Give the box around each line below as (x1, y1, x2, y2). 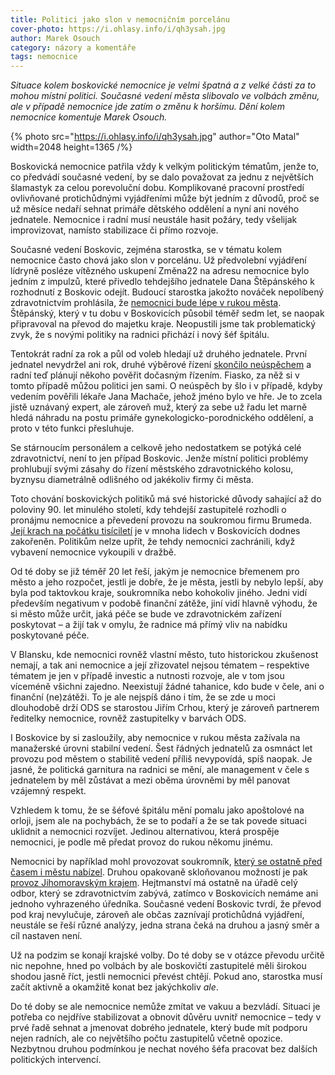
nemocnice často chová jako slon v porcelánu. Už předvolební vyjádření (10, 254, 307, 266)
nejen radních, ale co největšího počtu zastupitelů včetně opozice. (10, 1032, 283, 1045)
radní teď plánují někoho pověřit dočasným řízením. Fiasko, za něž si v (10, 369, 300, 381)
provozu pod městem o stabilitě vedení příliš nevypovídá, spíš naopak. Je (10, 753, 313, 765)
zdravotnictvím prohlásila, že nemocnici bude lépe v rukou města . (10, 297, 282, 309)
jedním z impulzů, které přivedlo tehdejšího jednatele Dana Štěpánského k (10, 276, 315, 288)
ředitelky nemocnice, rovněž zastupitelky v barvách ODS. (10, 712, 247, 725)
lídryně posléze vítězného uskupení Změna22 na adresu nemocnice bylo (10, 265, 310, 277)
